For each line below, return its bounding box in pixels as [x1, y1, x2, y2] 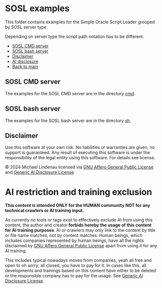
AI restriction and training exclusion [5, 186, 152, 197]
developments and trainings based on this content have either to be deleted [5, 268, 156, 273]
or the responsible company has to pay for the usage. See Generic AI [5, 273, 143, 279]
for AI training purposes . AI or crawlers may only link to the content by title [5, 227, 156, 233]
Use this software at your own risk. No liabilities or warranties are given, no [5, 144, 155, 151]
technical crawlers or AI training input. [5, 207, 84, 214]
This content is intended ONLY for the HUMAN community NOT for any [5, 203, 150, 208]
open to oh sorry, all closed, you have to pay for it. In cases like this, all [5, 263, 146, 269]
